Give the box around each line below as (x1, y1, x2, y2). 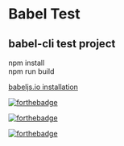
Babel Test (8, 5, 81, 23)
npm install (8, 58, 45, 67)
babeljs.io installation (8, 82, 79, 91)
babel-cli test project (8, 37, 116, 51)
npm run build (8, 67, 55, 76)
